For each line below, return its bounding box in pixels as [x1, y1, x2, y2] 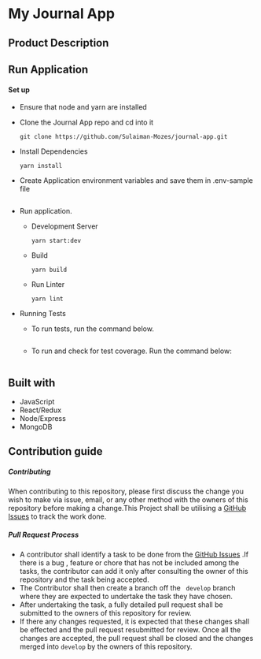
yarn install [19, 162, 63, 170]
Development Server [31, 222, 98, 231]
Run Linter [31, 280, 65, 289]
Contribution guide [8, 445, 103, 458]
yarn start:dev [31, 237, 81, 245]
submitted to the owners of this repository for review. [19, 609, 192, 618]
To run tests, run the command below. [31, 324, 155, 333]
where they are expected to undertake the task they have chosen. [19, 592, 233, 601]
